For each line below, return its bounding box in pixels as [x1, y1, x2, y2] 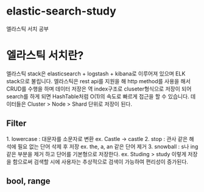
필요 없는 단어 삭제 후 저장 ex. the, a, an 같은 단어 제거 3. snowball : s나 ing [17, 143, 199, 150]
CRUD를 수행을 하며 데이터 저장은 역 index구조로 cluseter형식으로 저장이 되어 [6, 85, 192, 92]
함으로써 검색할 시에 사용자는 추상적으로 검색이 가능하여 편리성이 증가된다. [12, 158, 189, 165]
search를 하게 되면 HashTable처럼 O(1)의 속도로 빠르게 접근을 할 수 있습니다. [6, 92, 190, 100]
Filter [6, 118, 27, 129]
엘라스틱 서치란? [6, 49, 84, 63]
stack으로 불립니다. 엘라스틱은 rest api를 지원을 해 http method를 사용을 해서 [6, 77, 191, 84]
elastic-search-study [6, 4, 117, 18]
